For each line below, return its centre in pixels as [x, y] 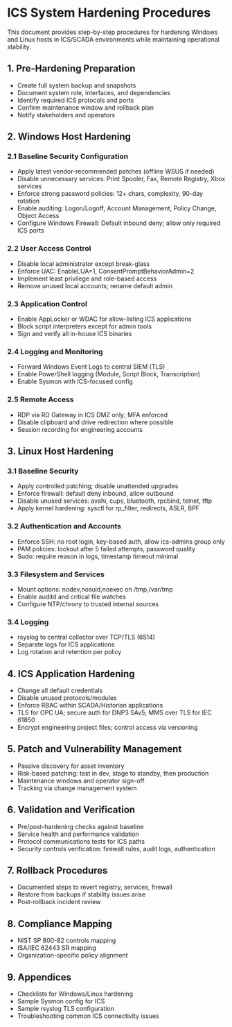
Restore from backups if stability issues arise [81, 894]
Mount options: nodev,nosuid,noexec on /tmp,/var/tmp [95, 589]
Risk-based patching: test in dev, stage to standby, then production [113, 773]
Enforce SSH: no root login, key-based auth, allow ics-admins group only [121, 541]
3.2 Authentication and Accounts [64, 526]
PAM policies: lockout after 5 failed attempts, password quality [106, 549]
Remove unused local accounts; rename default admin [95, 285]
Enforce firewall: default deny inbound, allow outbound [96, 494]
